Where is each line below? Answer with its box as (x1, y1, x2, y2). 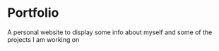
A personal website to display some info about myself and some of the (7, 28, 213, 36)
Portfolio (7, 5, 59, 21)
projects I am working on (7, 35, 80, 43)
